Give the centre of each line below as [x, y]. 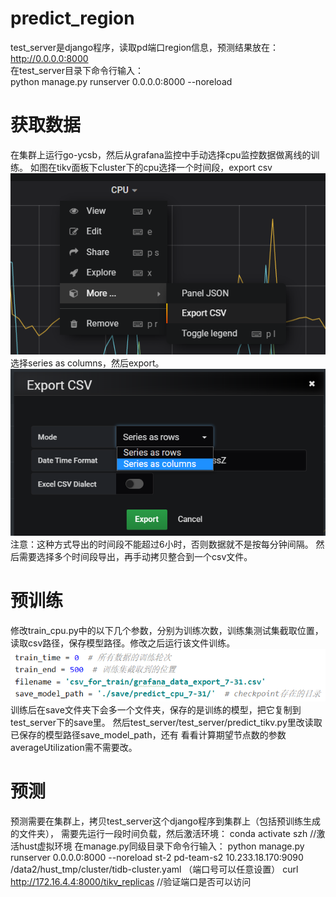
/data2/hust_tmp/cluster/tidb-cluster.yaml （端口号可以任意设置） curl [154, 869]
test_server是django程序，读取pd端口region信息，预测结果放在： [145, 47]
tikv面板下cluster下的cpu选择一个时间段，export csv [164, 167]
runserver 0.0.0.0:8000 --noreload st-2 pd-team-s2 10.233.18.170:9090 [157, 857]
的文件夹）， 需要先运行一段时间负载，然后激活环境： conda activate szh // [163, 833]
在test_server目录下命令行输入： [77, 70]
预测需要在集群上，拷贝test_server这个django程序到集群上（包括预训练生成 [166, 821]
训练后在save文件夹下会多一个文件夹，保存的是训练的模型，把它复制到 [156, 709]
